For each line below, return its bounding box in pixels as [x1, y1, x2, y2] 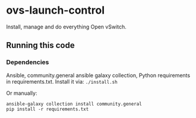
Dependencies [6, 58, 49, 66]
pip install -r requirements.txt [6, 106, 89, 112]
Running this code [6, 40, 75, 50]
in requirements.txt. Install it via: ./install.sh [6, 78, 118, 85]
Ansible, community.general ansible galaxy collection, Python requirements [6, 72, 191, 79]
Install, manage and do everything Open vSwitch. [6, 23, 127, 30]
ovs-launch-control [6, 4, 105, 17]
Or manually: [6, 90, 37, 97]
